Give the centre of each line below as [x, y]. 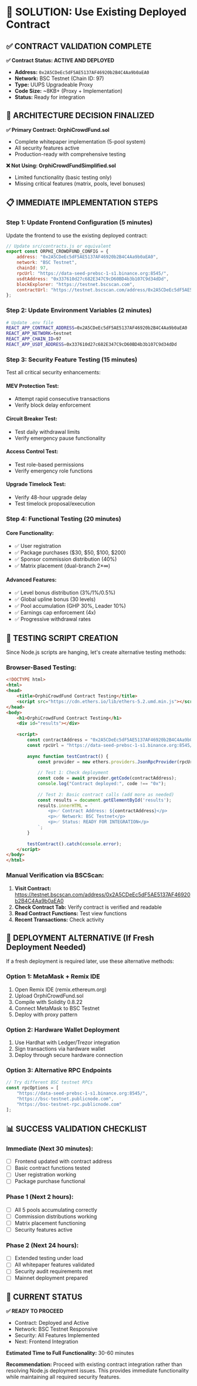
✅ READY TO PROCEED [35, 1311]
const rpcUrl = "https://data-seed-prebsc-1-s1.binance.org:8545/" [111, 745]
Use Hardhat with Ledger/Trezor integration [67, 1042]
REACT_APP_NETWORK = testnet [39, 334]
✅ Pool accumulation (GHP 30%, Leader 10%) [70, 606]
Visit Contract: [33, 888]
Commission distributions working [56, 1216]
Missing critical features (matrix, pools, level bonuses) [80, 183]
